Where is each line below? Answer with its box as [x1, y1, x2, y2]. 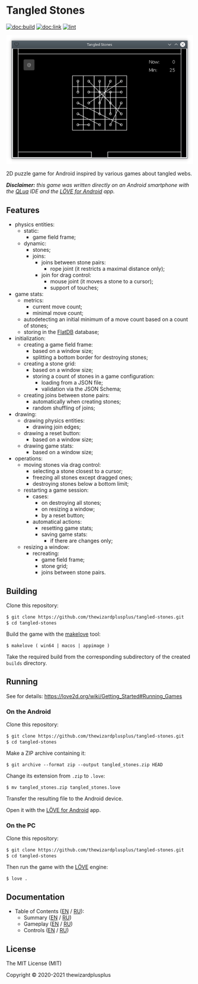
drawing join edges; [32, 423, 81, 430]
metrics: [23, 297, 44, 304]
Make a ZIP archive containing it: [6, 749, 86, 757]
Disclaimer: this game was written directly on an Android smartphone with [6, 182, 190, 189]
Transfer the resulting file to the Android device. [6, 795, 123, 802]
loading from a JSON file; [41, 379, 103, 386]
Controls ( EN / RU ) [23, 927, 69, 934]
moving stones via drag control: [23, 461, 101, 468]
